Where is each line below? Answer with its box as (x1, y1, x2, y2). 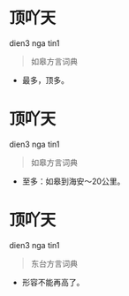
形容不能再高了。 (21, 277, 85, 287)
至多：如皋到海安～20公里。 (21, 176, 125, 186)
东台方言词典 (30, 258, 78, 269)
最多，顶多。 (21, 74, 69, 85)
